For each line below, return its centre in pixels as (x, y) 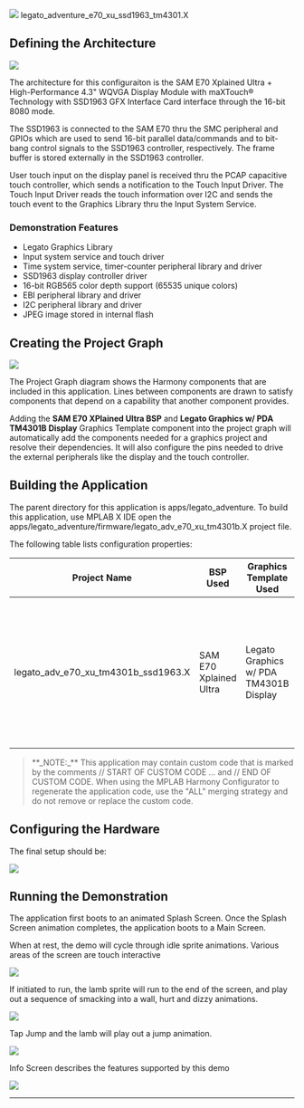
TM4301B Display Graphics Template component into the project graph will (150, 428)
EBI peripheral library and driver (82, 295)
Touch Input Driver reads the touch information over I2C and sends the (141, 194)
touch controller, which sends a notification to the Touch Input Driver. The (147, 185)
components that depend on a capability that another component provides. (149, 401)
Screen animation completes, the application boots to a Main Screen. (138, 928)
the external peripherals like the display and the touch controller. (129, 456)
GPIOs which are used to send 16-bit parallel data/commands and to (137, 138)
